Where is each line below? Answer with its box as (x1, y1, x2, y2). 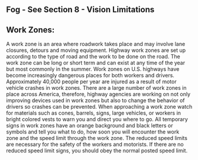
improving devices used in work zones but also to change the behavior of (6, 97, 185, 104)
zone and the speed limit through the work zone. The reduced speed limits (6, 135, 188, 142)
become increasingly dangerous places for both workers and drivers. (6, 72, 174, 79)
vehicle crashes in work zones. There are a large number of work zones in (6, 84, 187, 92)
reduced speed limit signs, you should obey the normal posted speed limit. (6, 147, 188, 154)
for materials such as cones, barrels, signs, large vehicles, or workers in (6, 109, 181, 117)
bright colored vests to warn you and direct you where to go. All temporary (6, 116, 188, 123)
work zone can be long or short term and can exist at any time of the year (6, 59, 186, 67)
